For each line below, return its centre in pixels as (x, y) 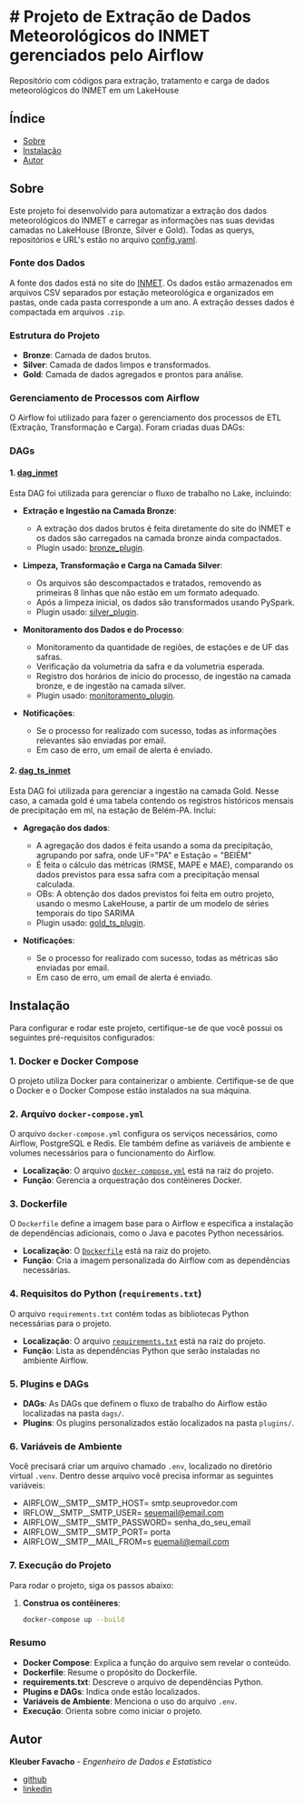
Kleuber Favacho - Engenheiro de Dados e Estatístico (111, 1761)
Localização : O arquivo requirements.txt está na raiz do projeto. (144, 1341)
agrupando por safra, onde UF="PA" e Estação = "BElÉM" (144, 855)
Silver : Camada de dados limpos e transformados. (117, 365)
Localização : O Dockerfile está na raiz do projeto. (117, 1251)
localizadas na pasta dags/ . (74, 1413)
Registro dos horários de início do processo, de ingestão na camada (164, 676)
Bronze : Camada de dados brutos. (87, 356)
